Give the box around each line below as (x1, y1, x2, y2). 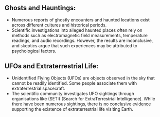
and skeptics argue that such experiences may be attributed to (11, 42, 138, 48)
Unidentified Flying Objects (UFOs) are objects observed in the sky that (11, 75, 155, 81)
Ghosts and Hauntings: (4, 4, 76, 12)
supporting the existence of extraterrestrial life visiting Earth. (11, 106, 133, 112)
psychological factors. (11, 48, 56, 54)
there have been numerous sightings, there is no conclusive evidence (11, 101, 151, 107)
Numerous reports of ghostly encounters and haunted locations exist (11, 17, 150, 22)
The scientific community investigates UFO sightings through (11, 90, 134, 97)
